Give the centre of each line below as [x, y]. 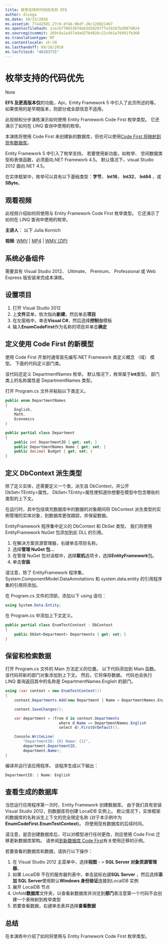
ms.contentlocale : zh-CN [31, 43]
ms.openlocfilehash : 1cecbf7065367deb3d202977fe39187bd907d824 [72, 29]
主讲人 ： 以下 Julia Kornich [33, 230]
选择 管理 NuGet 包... [33, 549]
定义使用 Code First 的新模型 [49, 344]
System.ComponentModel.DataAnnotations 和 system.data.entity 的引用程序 [84, 579]
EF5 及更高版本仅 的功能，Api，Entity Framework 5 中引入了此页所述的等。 [82, 103]
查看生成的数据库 [31, 792]
